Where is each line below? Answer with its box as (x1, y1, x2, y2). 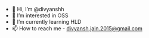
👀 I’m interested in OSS (11, 12, 69, 19)
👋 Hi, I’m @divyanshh (11, 6, 64, 12)
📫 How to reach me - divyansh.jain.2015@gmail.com (11, 25, 143, 32)
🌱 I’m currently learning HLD (11, 18, 82, 25)
